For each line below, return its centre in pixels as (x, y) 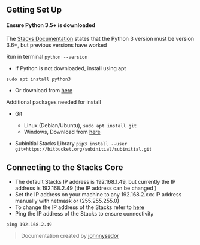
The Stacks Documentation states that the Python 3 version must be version (100, 38)
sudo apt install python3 (38, 79)
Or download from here (44, 90)
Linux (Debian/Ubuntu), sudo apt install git (80, 125)
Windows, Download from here (62, 132)
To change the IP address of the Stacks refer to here (80, 207)
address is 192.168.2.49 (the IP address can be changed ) (86, 188)
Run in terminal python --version (47, 56)
